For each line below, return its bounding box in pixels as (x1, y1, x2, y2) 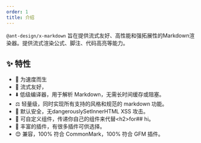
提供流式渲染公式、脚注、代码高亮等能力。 (22, 39, 128, 46)
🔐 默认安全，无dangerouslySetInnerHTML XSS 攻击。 (15, 108, 149, 115)
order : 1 (6, 8, 28, 15)
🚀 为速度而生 (15, 76, 47, 83)
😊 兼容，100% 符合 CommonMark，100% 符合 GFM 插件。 (15, 130, 164, 138)
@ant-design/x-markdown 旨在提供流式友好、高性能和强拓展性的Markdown (6, 31, 189, 39)
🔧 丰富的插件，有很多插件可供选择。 (15, 123, 105, 130)
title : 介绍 (6, 14, 35, 21)
